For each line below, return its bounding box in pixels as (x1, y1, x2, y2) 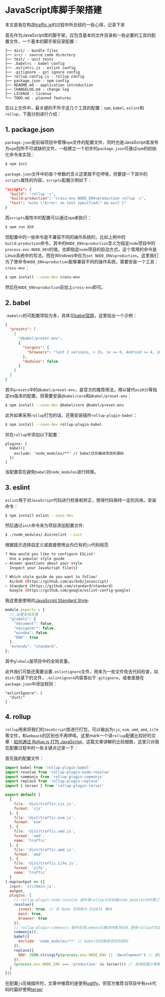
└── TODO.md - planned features (5, 96, 71, 100)
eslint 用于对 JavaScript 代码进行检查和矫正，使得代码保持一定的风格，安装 (5, 497, 157, 503)
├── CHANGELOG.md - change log (5, 87, 69, 92)
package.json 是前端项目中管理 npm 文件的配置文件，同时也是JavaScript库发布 (5, 139, 159, 145)
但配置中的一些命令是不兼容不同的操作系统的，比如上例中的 (5, 234, 126, 240)
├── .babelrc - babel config (5, 61, 65, 66)
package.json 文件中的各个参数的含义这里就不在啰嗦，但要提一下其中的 (5, 171, 148, 177)
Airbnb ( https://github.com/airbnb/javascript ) (9, 579, 109, 584)
